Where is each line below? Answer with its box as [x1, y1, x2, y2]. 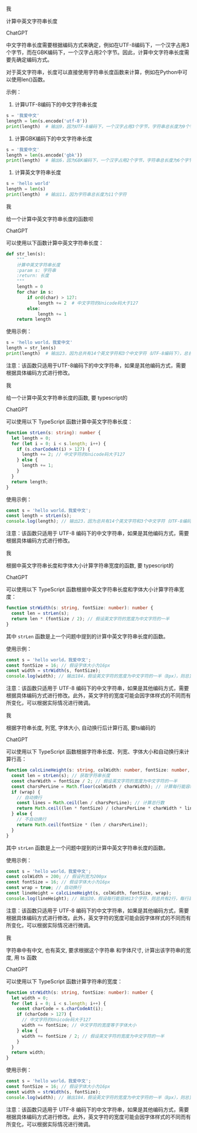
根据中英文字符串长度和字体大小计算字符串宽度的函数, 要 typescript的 [6, 562, 174, 569]
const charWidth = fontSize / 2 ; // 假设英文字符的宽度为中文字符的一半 [11, 778, 178, 784]
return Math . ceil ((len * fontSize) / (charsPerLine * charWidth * [16, 805, 182, 812]
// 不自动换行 [16, 816, 47, 822]
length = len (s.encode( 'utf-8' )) [6, 118, 88, 124]
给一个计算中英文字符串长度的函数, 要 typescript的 [6, 394, 128, 401]
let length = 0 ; [11, 435, 51, 441]
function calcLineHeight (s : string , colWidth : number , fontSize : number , [6, 767, 191, 774]
